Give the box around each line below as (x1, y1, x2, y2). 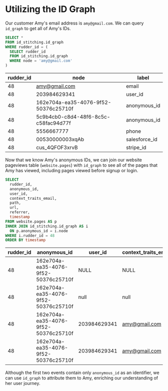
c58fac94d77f (35, 120, 71, 127)
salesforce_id (125, 136, 157, 143)
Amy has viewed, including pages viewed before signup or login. (5, 168, 138, 174)
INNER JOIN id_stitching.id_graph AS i (5, 224, 88, 229)
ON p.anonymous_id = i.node (9, 228, 68, 233)
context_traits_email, (9, 196, 57, 201)
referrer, (9, 210, 30, 215)
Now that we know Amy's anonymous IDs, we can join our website (5, 157, 142, 163)
